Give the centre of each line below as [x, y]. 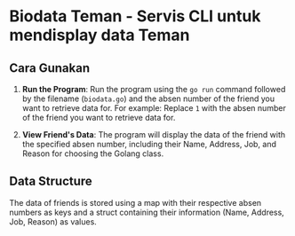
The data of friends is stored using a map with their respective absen [136, 202]
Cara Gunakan [50, 68]
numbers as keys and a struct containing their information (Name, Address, [147, 212]
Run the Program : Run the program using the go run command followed [154, 89]
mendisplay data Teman [100, 35]
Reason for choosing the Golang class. [93, 153]
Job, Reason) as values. [53, 221]
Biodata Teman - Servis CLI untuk [135, 16]
